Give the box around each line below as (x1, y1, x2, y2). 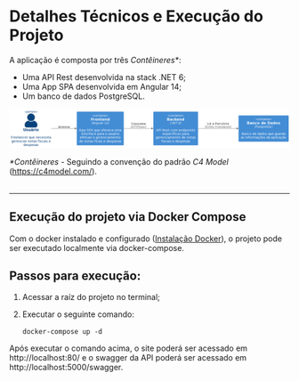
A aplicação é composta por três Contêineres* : (9, 54, 182, 65)
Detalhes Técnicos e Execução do (9, 6, 264, 27)
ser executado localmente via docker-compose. (9, 242, 185, 253)
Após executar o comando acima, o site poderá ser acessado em (9, 343, 247, 353)
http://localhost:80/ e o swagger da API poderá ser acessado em (9, 353, 247, 363)
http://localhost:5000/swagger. (9, 362, 124, 373)
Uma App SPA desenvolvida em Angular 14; (21, 81, 182, 92)
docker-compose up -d (21, 328, 102, 336)
